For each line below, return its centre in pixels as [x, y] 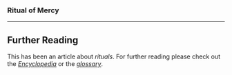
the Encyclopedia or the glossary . [55, 64]
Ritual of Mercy [33, 10]
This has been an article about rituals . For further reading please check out [114, 56]
